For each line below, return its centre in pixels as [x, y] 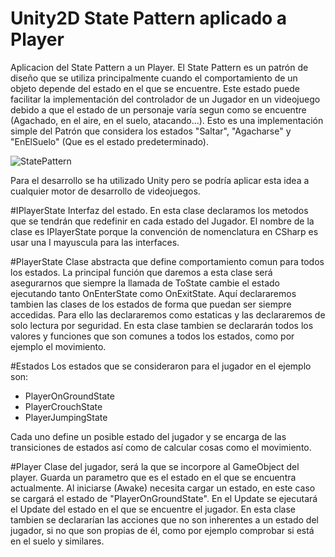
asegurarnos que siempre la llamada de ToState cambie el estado [145, 283]
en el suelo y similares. [57, 541]
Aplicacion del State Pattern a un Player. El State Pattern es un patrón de [159, 67]
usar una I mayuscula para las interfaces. [95, 242]
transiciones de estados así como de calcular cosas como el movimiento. [161, 447]
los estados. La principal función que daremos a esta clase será [141, 272]
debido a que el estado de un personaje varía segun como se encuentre [158, 109]
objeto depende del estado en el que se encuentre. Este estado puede [155, 88]
